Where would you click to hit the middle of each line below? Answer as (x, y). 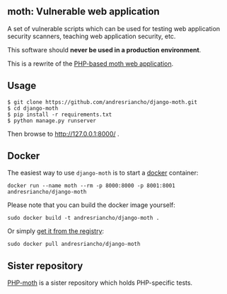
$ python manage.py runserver (52, 120)
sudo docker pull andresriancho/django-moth (74, 244)
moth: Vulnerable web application (84, 12)
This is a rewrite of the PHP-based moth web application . (91, 64)
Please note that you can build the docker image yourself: (91, 205)
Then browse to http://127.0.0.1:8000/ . (63, 134)
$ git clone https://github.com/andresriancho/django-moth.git (103, 102)
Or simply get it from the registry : (56, 231)
